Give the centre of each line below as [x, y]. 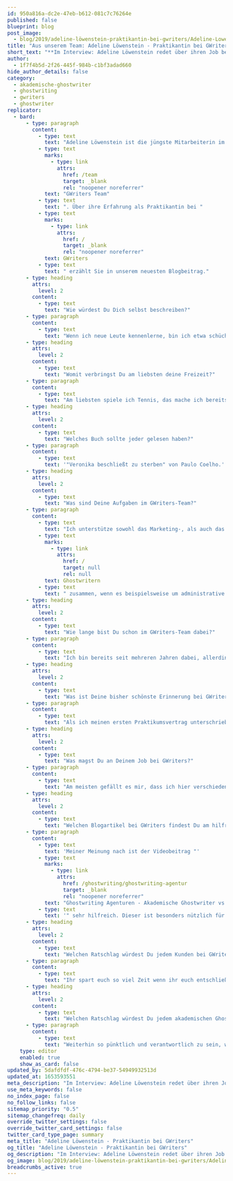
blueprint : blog [31, 26]
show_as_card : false [49, 1064]
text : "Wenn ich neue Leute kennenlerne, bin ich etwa [125, 336]
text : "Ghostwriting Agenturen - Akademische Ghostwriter [130, 903]
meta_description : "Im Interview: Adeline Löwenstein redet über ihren [113, 1083]
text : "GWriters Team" [77, 194]
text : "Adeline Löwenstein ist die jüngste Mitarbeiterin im [135, 143]
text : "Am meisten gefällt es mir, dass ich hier [117, 787]
